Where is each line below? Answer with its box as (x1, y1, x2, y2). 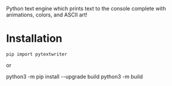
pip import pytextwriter (6, 51, 67, 57)
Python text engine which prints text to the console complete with (6, 5, 167, 12)
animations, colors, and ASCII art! (6, 11, 87, 18)
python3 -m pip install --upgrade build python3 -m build (6, 73, 143, 80)
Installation (6, 32, 63, 45)
